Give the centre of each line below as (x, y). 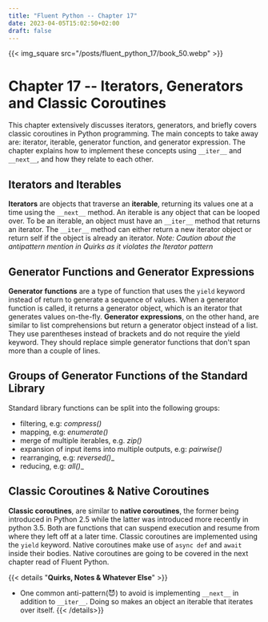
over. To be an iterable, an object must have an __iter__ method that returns (134, 221)
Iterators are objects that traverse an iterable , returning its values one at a (131, 204)
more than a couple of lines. (54, 351)
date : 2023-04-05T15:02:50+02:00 (64, 23)
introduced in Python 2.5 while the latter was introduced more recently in (128, 519)
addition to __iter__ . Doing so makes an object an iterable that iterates (136, 601)
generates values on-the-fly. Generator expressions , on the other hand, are (134, 316)
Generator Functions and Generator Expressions (131, 272)
